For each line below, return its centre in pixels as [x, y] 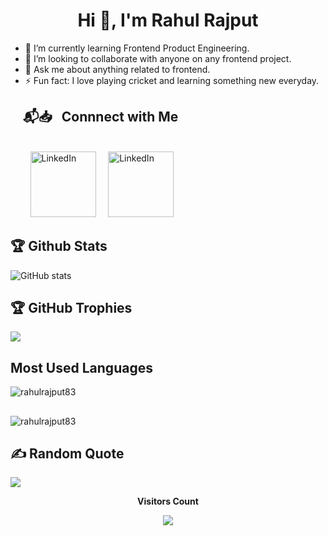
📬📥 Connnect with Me [100, 117]
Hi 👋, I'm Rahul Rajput [168, 20]
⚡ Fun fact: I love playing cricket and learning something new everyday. [172, 80]
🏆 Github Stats [59, 246]
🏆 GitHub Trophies [71, 307]
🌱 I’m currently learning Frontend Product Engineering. [137, 48]
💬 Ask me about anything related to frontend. [117, 69]
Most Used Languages [81, 367]
